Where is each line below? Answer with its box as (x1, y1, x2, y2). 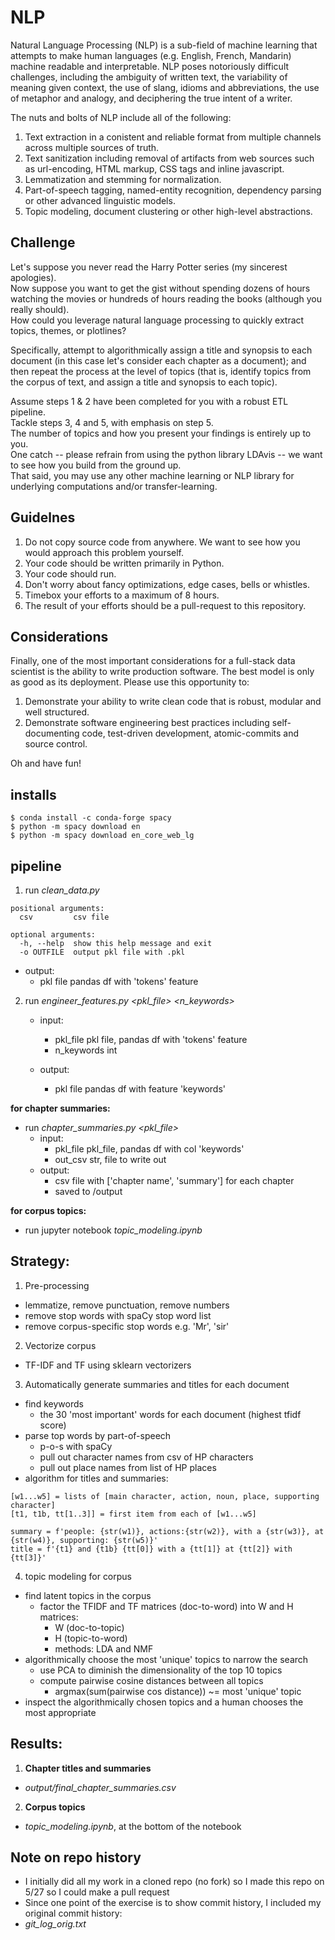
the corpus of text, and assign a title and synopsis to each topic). (10, 376, 278, 388)
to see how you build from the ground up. (10, 459, 182, 471)
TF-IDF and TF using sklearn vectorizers (24, 1359, 192, 1371)
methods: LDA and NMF (54, 1642, 154, 1655)
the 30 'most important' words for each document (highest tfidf (39, 1408, 302, 1420)
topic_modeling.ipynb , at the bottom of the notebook (24, 1820, 242, 1832)
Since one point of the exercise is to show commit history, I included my (24, 1897, 322, 1909)
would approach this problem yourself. (24, 546, 185, 558)
